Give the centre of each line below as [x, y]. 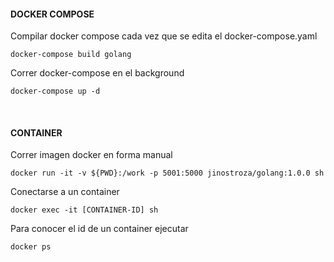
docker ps [31, 247]
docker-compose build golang [71, 55]
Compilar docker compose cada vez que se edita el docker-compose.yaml [164, 36]
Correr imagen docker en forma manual [91, 155]
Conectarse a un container [65, 192]
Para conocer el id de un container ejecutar [99, 229]
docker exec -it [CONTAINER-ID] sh [84, 210]
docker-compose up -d [55, 91]
